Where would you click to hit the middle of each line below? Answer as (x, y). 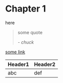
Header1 (18, 64)
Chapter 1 (26, 9)
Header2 (45, 64)
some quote (30, 32)
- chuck (26, 42)
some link (15, 52)
